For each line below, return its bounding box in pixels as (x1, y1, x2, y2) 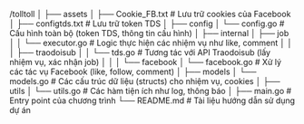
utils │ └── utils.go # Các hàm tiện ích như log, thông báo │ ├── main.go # (9, 86, 292, 96)
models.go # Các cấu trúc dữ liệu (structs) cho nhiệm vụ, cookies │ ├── (9, 76, 280, 86)
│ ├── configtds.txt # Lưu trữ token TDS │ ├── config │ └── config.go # (9, 18, 285, 29)
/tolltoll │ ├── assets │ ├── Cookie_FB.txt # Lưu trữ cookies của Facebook (9, 9, 291, 19)
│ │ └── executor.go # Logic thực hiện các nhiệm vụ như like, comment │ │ (9, 37, 293, 48)
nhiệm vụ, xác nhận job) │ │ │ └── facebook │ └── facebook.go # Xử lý (9, 57, 282, 67)
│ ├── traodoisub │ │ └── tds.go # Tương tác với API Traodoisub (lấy (9, 47, 270, 58)
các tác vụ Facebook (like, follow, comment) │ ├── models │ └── (9, 66, 257, 77)
